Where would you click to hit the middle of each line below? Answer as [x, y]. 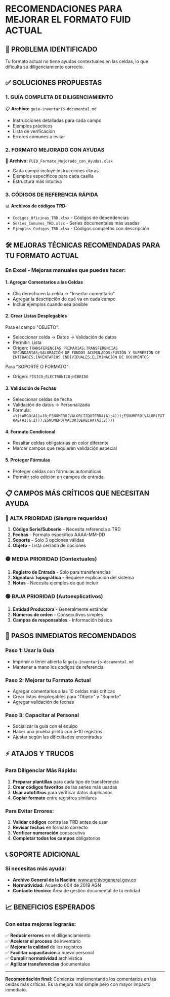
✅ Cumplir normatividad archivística [44, 958]
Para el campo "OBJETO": [32, 327]
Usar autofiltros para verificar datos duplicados [62, 792]
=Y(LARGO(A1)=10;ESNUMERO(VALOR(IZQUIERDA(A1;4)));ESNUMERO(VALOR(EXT [89, 416]
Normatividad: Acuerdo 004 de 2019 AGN [57, 885]
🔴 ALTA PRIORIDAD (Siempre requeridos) [56, 518]
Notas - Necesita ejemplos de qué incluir [55, 583]
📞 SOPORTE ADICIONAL [42, 854]
